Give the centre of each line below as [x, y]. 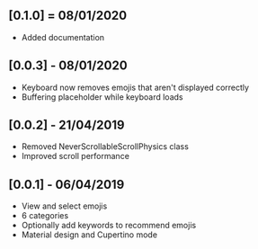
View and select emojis [64, 206]
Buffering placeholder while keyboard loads [102, 97]
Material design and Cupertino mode [89, 235]
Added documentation [63, 37]
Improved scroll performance [75, 156]
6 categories [45, 216]
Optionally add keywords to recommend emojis [109, 226]
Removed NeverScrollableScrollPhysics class [105, 147]
